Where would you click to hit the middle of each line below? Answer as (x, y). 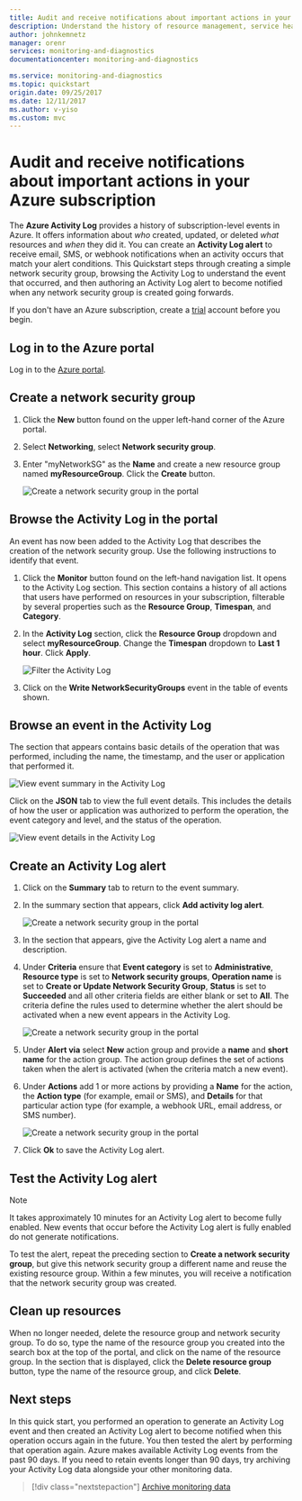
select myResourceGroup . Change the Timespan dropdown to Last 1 (151, 643)
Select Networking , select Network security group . (119, 446)
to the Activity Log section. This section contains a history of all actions (155, 587)
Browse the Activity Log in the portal (114, 519)
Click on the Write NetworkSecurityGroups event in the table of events (155, 687)
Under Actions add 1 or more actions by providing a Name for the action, (157, 1087)
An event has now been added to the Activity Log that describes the (135, 541)
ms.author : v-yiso (44, 109)
